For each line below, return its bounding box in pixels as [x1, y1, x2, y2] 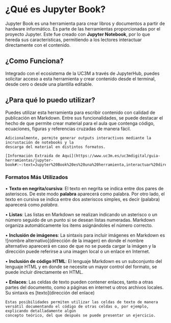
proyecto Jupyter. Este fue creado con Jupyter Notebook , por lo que [5, 31, 150, 37]
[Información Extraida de [5, 153, 60, 158]
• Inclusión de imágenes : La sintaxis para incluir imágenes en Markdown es [5, 232, 165, 238]
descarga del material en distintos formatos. [5, 144, 106, 150]
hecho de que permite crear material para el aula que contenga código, [5, 120, 155, 126]
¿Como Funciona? [5, 57, 64, 66]
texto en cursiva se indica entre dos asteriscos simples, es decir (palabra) [5, 196, 160, 202]
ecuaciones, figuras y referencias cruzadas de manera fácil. [5, 126, 131, 132]
